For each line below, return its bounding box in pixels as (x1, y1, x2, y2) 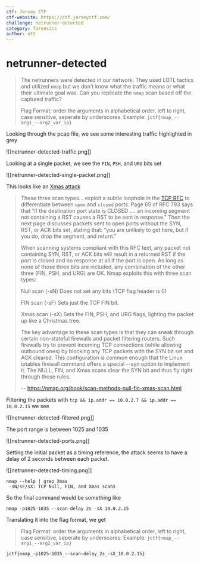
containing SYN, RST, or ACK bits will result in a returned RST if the (20, 250, 186, 258)
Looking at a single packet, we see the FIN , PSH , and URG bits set (6, 160, 162, 167)
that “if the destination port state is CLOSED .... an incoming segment (20, 207, 190, 215)
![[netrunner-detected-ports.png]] (6, 437, 90, 445)
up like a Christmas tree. (20, 317, 81, 325)
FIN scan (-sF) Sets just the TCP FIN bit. (20, 299, 119, 307)
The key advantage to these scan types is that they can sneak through (20, 329, 194, 336)
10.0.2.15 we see (6, 403, 49, 410)
